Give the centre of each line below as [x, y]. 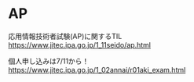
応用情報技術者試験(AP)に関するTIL [65, 36]
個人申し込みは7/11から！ [49, 61]
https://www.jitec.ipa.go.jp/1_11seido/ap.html [80, 45]
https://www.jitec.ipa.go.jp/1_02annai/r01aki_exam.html [97, 70]
